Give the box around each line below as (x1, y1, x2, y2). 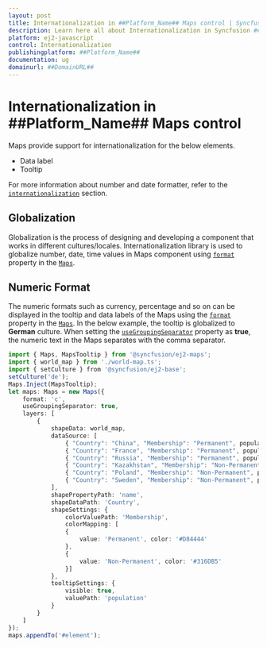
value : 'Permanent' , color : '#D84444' (79, 535, 208, 544)
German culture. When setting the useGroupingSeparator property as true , (8, 327, 251, 337)
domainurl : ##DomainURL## (8, 64, 94, 71)
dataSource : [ (50, 432, 98, 440)
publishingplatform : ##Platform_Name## (8, 48, 141, 56)
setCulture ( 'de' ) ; (8, 372, 69, 381)
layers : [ (22, 410, 56, 418)
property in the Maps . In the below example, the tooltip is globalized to (8, 318, 236, 328)
